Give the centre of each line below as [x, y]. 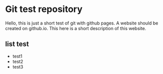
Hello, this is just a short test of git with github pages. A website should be [82, 23]
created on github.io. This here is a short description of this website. [76, 28]
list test [17, 44]
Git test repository [44, 9]
